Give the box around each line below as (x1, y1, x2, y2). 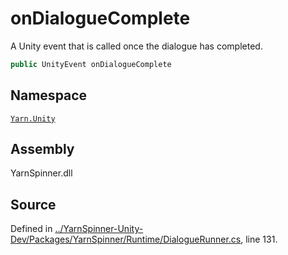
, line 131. (240, 233, 278, 246)
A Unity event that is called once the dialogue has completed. (10, 40, 263, 52)
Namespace (10, 87, 88, 104)
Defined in (10, 223, 53, 235)
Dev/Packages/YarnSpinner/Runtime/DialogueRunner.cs (10, 233, 242, 246)
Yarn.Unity (10, 113, 56, 124)
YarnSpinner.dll (10, 167, 73, 179)
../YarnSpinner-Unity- (54, 223, 144, 235)
